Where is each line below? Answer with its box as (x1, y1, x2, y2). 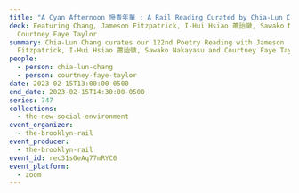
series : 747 (9, 95, 53, 105)
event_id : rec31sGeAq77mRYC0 (9, 153, 117, 163)
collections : (9, 104, 58, 113)
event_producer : (9, 137, 69, 146)
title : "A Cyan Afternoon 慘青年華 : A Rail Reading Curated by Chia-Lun (9, 12, 283, 22)
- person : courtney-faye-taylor (17, 71, 138, 80)
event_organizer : (9, 121, 74, 130)
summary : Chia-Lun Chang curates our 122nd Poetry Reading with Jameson (9, 37, 285, 47)
